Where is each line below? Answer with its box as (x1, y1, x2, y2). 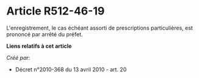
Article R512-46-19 (6, 4, 105, 18)
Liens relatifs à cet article (6, 42, 72, 50)
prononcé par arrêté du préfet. (6, 30, 84, 37)
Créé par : (6, 54, 31, 61)
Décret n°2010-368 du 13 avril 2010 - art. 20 (15, 65, 127, 73)
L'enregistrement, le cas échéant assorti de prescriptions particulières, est (6, 24, 194, 31)
